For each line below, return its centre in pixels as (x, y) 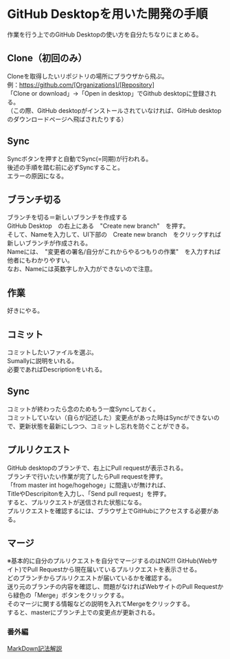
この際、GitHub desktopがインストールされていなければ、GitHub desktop (117, 110)
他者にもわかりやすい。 (40, 260)
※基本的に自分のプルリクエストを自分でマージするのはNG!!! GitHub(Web (110, 561)
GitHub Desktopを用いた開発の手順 (107, 14)
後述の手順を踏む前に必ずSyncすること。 (66, 167)
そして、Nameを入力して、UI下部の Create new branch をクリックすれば (114, 235)
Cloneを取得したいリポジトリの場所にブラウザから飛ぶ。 (88, 76)
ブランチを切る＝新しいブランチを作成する (67, 217)
